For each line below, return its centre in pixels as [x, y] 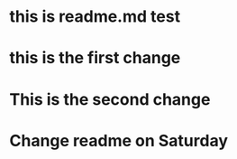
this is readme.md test [95, 17]
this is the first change [95, 58]
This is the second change [110, 99]
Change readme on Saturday [118, 140]
